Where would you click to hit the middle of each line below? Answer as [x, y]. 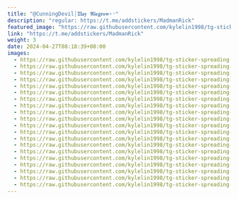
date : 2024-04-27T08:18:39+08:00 [57, 47]
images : [19, 54]
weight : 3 [22, 40]
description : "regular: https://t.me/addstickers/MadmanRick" [101, 20]
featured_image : [31, 27]
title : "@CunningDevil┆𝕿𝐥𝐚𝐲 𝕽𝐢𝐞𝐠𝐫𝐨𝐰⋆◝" [63, 14]
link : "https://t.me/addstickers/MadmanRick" [75, 34]
